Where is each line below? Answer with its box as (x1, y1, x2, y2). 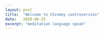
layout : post (5, 7, 32, 12)
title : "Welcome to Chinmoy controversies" (5, 12, 99, 17)
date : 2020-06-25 (5, 16, 46, 21)
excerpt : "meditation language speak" (5, 21, 86, 26)
